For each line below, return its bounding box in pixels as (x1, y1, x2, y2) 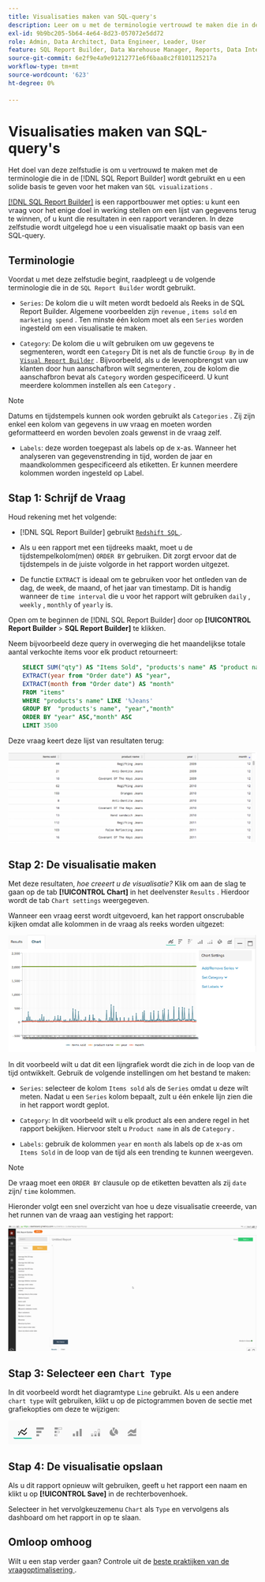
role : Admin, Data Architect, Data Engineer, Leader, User (8, 38, 207, 46)
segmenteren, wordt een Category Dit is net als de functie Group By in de (19, 347, 255, 356)
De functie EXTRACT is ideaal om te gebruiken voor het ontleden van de (19, 575, 247, 584)
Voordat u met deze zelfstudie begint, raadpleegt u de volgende (8, 274, 215, 284)
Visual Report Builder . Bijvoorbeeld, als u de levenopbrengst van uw (19, 356, 248, 365)
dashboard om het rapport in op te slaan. (8, 1513, 141, 1522)
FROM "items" (22, 688, 65, 696)
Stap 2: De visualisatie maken (8, 858, 156, 871)
